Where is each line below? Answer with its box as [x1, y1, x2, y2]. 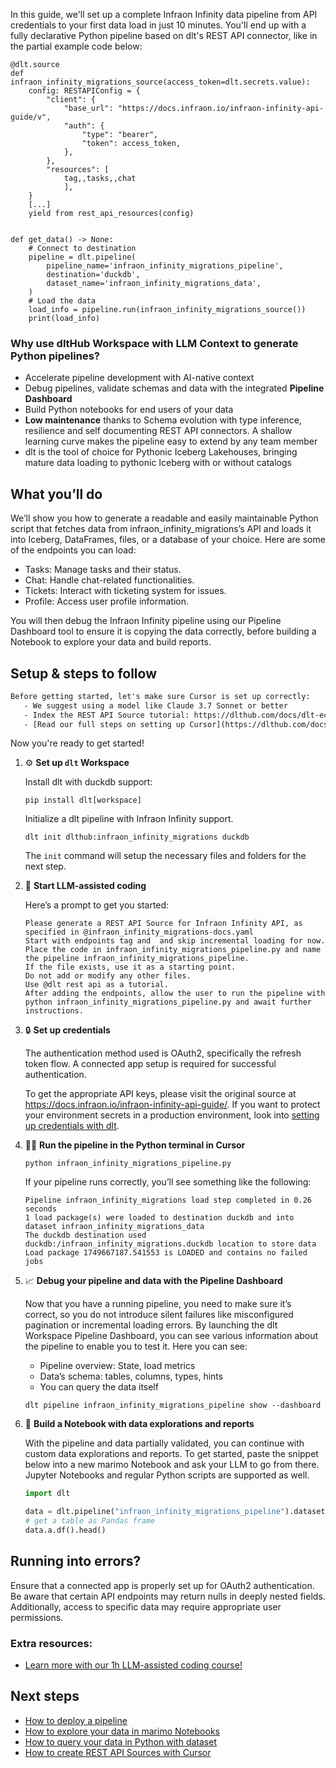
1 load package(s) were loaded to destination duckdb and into [24, 1213, 295, 1223]
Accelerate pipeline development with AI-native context [24, 372, 255, 384]
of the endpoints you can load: [10, 544, 137, 556]
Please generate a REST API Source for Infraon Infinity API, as [24, 919, 303, 929]
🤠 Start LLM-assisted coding [24, 880, 147, 892]
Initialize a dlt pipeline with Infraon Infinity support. [24, 813, 234, 825]
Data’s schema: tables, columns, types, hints [39, 1370, 224, 1383]
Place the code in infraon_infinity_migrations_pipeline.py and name [24, 945, 322, 955]
